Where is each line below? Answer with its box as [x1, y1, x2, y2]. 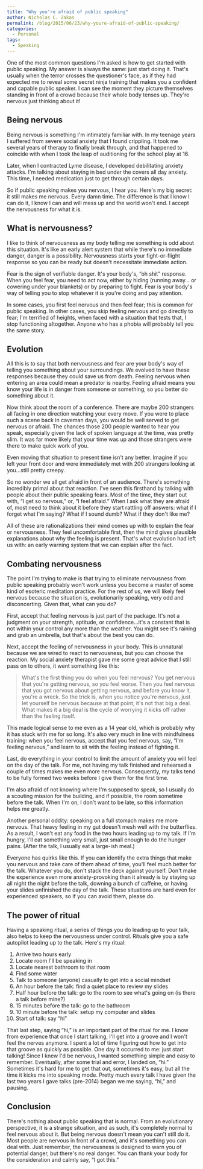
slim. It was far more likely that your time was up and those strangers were [7, 436, 192, 443]
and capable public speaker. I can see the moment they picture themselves [7, 84, 193, 92]
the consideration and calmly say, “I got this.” [7, 1156, 119, 1163]
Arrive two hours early [15, 951, 72, 958]
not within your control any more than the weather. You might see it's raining [7, 625, 196, 632]
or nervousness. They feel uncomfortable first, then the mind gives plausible [7, 528, 196, 536]
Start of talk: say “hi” [15, 1015, 67, 1022]
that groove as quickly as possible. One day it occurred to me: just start [7, 1045, 184, 1053]
